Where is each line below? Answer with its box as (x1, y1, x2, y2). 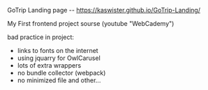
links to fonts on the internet (17, 47, 99, 54)
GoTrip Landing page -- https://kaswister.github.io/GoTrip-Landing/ (7, 6, 201, 14)
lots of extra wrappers (17, 61, 82, 69)
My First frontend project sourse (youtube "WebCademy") (7, 20, 174, 27)
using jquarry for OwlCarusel (17, 54, 101, 62)
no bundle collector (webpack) (17, 69, 106, 77)
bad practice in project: (7, 33, 75, 41)
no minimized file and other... (17, 76, 101, 84)
